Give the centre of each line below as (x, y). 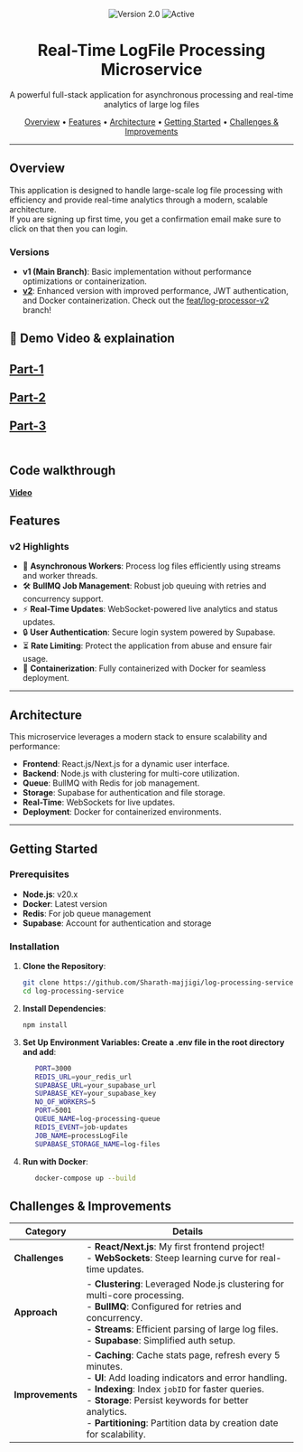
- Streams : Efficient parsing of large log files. (182, 1329)
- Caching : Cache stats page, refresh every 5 (184, 1355)
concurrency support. (63, 599)
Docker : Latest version (65, 903)
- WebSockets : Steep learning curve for (172, 1259)
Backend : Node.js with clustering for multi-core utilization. (131, 774)
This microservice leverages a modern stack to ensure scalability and (138, 737)
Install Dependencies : (64, 1008)
